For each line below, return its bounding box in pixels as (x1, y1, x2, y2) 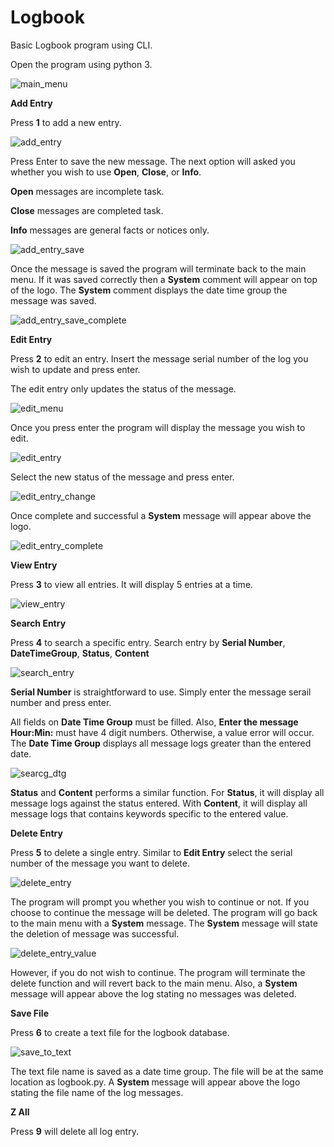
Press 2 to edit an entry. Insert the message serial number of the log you (10, 352, 309, 365)
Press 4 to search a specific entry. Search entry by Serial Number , (10, 636, 286, 648)
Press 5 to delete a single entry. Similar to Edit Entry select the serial (10, 846, 293, 858)
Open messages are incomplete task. (10, 185, 165, 197)
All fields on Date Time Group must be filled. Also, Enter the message (10, 716, 299, 728)
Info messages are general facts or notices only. (10, 224, 210, 236)
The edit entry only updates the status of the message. (10, 382, 237, 395)
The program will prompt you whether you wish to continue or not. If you (10, 896, 310, 908)
